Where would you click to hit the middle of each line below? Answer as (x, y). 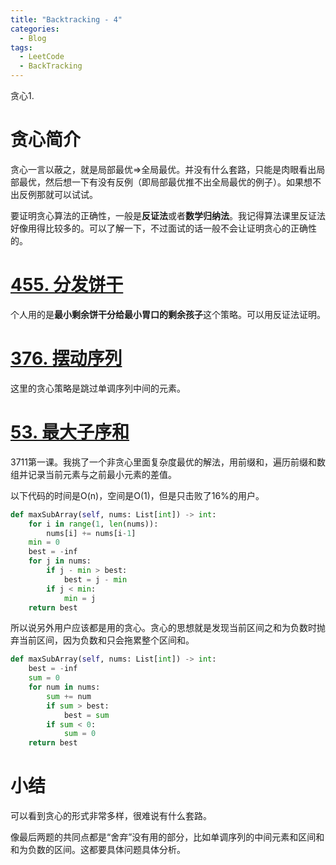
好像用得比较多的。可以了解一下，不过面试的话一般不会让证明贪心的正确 (159, 228)
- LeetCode (42, 57)
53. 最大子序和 (70, 432)
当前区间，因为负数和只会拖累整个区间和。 (106, 640)
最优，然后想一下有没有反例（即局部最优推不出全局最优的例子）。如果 (161, 182)
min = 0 (44, 542)
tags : (21, 47)
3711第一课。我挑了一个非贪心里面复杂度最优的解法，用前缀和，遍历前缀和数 (168, 462)
